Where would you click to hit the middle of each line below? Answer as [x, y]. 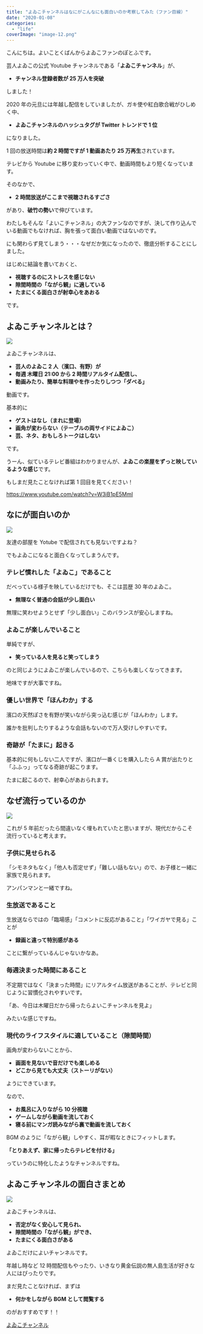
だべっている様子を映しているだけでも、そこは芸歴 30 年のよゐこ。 [90, 587]
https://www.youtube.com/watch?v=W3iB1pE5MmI [70, 494]
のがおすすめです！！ [33, 1311]
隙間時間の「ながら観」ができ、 [55, 1232]
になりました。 [25, 138]
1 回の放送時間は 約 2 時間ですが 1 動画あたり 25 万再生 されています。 [92, 151]
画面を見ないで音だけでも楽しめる [58, 1063]
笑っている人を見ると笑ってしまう [57, 657]
